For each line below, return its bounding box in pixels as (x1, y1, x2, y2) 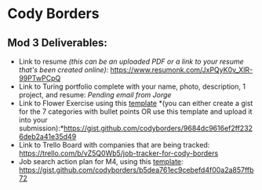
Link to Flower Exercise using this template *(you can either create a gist (18, 99, 253, 108)
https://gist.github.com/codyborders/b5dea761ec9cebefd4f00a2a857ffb (18, 166, 254, 174)
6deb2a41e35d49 (18, 132, 77, 141)
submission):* (18, 123, 64, 133)
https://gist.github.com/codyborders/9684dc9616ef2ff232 (63, 123, 253, 133)
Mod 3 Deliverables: (7, 36, 107, 49)
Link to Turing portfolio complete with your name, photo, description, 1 (18, 82, 246, 91)
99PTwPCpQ (18, 74, 61, 82)
